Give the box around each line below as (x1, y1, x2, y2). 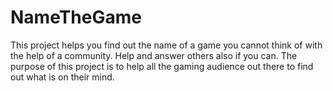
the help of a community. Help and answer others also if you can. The (10, 49, 298, 61)
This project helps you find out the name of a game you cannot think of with (10, 39, 323, 51)
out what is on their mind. (10, 71, 115, 83)
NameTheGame (10, 6, 142, 29)
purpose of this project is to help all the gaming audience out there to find (10, 60, 314, 72)
